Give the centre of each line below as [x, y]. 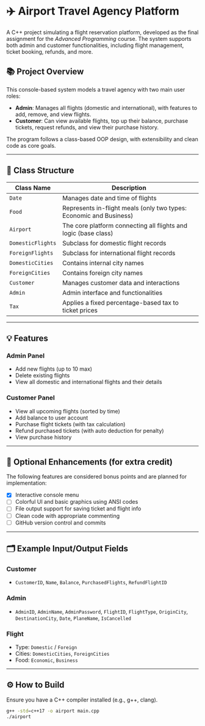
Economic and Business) [98, 216]
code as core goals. [31, 145]
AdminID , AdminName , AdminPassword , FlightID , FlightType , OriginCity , [101, 611]
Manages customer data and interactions [121, 283]
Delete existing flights [42, 376]
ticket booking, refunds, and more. [50, 51]
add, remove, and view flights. [53, 114]
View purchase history [43, 437]
